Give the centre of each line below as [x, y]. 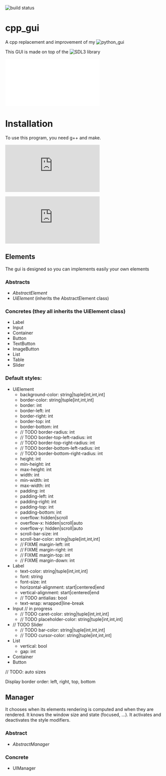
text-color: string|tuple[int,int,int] [54, 571]
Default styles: [24, 378]
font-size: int [33, 582]
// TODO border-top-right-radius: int [57, 443]
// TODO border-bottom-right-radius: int [61, 453]
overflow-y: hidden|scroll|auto [51, 528]
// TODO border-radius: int [47, 432]
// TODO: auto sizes [26, 672]
